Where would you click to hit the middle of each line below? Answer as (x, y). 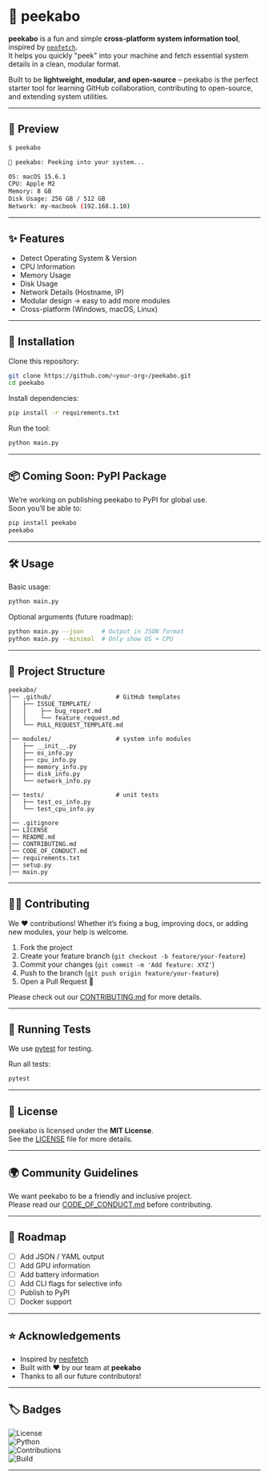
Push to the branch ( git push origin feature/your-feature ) (119, 972)
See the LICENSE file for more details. (71, 1139)
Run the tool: (29, 428)
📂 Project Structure (57, 671)
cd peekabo (26, 383)
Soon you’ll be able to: (45, 508)
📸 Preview (34, 129)
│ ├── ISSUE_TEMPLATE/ (50, 703)
